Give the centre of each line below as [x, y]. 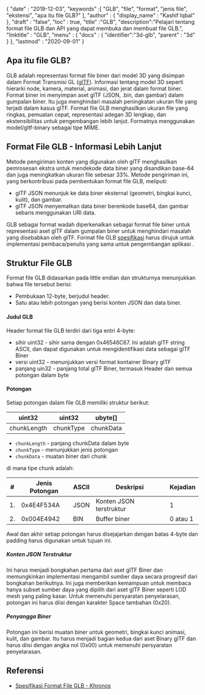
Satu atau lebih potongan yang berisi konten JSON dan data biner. [98, 303]
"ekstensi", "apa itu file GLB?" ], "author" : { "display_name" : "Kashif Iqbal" [101, 15]
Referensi [25, 671]
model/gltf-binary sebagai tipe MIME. [53, 127]
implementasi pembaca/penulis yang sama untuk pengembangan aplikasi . [100, 244]
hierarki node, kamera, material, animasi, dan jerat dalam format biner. [94, 88]
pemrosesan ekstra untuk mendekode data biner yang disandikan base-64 [100, 168]
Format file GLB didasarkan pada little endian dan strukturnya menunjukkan [101, 278]
